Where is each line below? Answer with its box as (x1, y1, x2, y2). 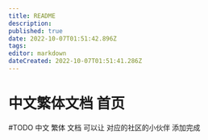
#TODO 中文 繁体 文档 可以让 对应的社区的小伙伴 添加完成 (8, 122, 201, 132)
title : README (8, 11, 56, 20)
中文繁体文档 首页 (8, 95, 125, 113)
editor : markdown (8, 49, 67, 57)
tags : (8, 42, 27, 50)
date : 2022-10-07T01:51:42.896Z (8, 34, 117, 43)
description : (8, 19, 52, 28)
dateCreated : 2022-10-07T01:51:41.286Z (8, 57, 143, 66)
